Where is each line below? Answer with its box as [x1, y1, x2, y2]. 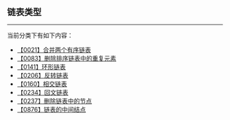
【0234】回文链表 [16, 89, 68, 96]
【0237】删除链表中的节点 [16, 97, 92, 105]
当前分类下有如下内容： [7, 31, 73, 39]
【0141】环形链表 [16, 63, 66, 71]
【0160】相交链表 [16, 80, 67, 88]
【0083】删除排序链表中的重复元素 [16, 55, 116, 62]
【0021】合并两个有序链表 [16, 46, 91, 54]
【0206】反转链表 [16, 72, 68, 79]
